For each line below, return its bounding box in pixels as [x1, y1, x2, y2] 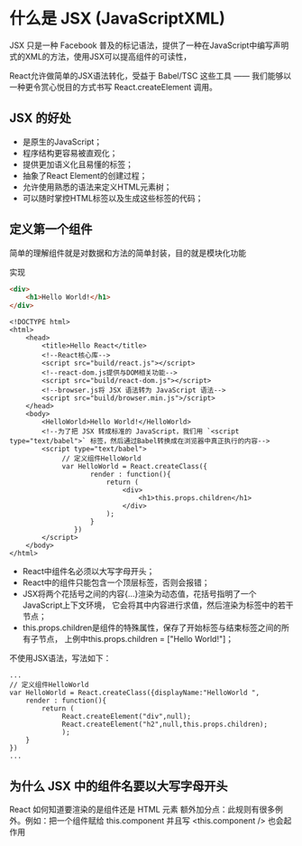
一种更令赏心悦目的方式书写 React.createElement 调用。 [9, 81, 218, 92]
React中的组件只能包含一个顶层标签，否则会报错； [22, 577, 210, 588]
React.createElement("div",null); [61, 712, 192, 721]
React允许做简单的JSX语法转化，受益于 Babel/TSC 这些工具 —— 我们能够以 [9, 70, 292, 81]
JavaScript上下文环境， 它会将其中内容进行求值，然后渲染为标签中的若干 [22, 600, 294, 610]
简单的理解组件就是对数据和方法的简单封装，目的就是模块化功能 [9, 247, 246, 258]
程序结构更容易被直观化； [22, 147, 118, 158]
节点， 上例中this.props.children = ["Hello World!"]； [38, 634, 234, 645]
